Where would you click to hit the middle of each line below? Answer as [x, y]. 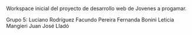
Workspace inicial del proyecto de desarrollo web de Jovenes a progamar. [97, 8]
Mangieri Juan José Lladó [38, 26]
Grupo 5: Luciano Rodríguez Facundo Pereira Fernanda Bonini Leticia [90, 20]
